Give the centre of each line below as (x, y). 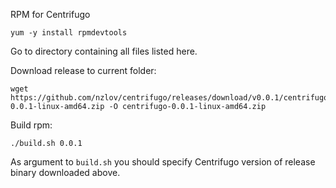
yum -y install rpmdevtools (69, 33)
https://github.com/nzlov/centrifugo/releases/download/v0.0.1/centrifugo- (171, 98)
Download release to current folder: (83, 70)
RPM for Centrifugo (50, 14)
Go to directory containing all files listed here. (104, 51)
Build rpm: (31, 125)
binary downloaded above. (65, 172)
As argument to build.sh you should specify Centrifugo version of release (163, 162)
